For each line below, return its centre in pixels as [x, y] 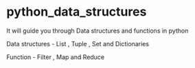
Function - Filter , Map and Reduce [55, 57]
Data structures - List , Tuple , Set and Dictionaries [78, 44]
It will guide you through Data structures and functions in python [97, 31]
